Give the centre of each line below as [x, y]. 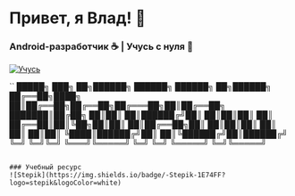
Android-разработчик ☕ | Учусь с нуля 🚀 [101, 46]
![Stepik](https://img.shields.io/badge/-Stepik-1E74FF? [118, 176]
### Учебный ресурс [46, 167]
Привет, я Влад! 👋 [77, 18]
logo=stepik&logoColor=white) [66, 183]
